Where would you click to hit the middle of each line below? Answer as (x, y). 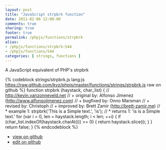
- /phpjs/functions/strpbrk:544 (38, 47)
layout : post (19, 10)
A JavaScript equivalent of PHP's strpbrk (47, 70)
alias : (12, 42)
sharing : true (20, 28)
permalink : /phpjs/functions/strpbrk (44, 38)
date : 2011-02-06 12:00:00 (33, 19)
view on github (28, 137)
